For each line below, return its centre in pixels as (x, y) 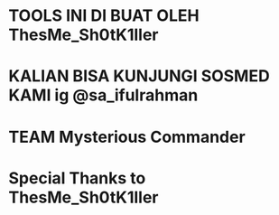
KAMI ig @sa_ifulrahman (103, 95)
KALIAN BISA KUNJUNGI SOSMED (139, 76)
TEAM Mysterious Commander (127, 137)
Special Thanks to (77, 178)
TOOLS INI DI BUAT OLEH (104, 16)
